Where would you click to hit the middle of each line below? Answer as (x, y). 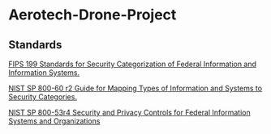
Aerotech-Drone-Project (92, 15)
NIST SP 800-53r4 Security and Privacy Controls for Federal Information (129, 112)
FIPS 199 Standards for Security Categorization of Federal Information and (133, 64)
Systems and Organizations (54, 121)
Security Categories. (43, 97)
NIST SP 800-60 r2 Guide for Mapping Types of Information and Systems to (135, 88)
